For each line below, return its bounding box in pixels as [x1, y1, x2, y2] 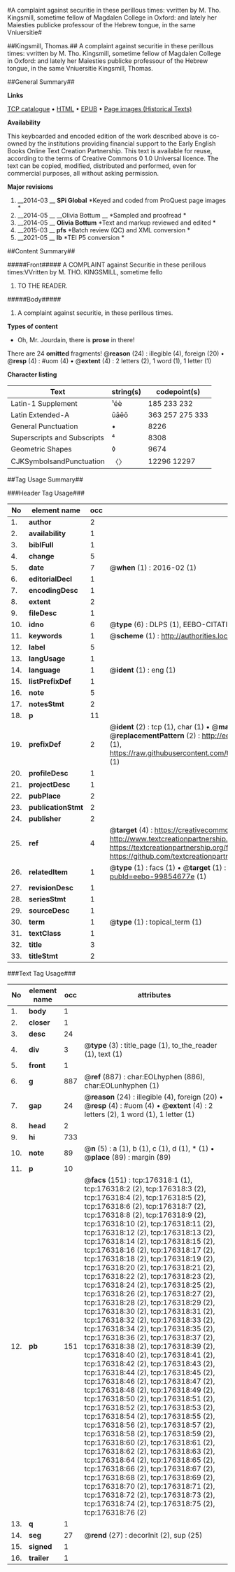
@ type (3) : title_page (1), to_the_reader [84, 1041, 218, 1050]
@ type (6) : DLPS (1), [109, 619, 182, 629]
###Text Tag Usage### [7, 969, 76, 977]
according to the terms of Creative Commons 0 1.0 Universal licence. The [7, 154, 219, 162]
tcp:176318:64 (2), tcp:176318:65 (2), [84, 1455, 215, 1465]
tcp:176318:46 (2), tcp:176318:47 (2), [84, 1377, 215, 1386]
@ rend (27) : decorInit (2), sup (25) [84, 1531, 203, 1540]
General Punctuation [10, 421, 78, 431]
